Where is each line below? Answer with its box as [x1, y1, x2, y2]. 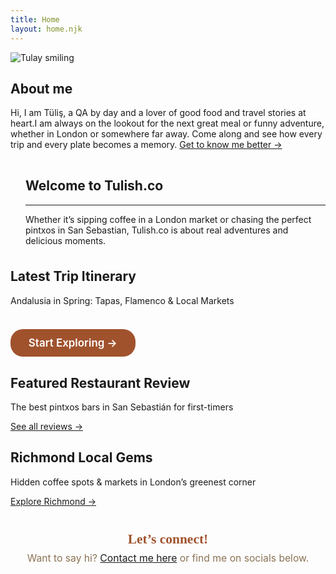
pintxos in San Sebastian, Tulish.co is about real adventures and [25, 224, 289, 236]
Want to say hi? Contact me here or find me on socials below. [26, 551, 310, 565]
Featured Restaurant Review [10, 374, 191, 391]
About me [10, 80, 73, 97]
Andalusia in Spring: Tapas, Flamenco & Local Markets [10, 294, 235, 306]
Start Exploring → [28, 336, 118, 350]
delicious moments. [25, 234, 107, 246]
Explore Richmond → [10, 495, 97, 507]
